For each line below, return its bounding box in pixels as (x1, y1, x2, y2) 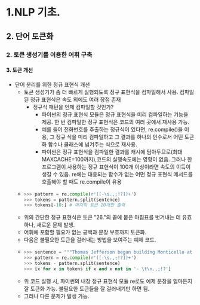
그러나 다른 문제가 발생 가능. (23, 292, 90, 300)
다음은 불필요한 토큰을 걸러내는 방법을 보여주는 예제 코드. (23, 236, 156, 243)
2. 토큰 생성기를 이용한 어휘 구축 (6, 50, 93, 59)
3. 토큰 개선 (6, 66, 33, 74)
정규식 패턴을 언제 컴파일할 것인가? (32, 103, 114, 111)
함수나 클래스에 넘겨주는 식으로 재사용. (48, 141, 137, 148)
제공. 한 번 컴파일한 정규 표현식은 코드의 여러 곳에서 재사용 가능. (41, 118, 190, 126)
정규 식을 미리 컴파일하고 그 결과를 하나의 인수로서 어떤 (56, 133, 183, 141)
